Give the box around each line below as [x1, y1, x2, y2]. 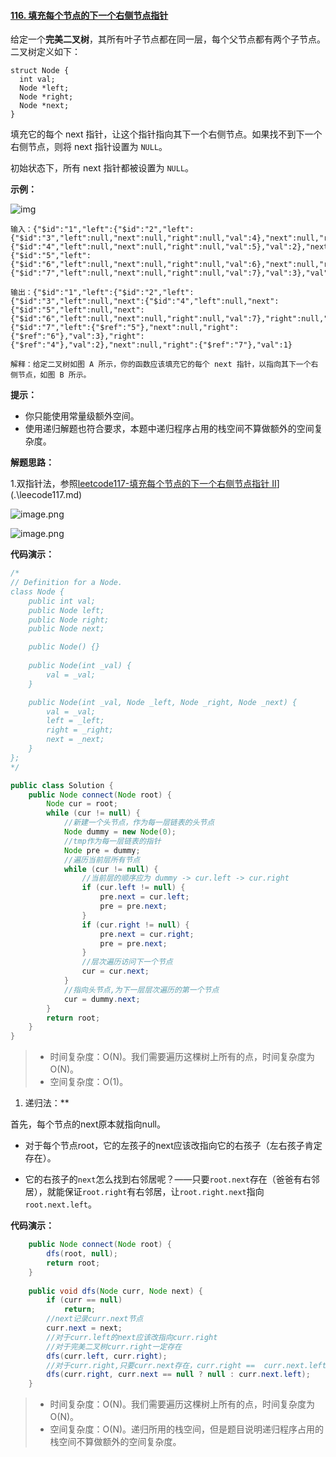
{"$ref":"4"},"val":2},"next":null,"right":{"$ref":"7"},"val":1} [10, 340, 293, 350]
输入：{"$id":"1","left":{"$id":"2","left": [10, 225, 195, 235]
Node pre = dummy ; [63, 845, 141, 855]
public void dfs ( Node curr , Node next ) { [28, 1286, 203, 1296]
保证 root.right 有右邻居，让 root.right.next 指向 [64, 1186, 265, 1198]
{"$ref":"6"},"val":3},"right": [10, 331, 145, 342]
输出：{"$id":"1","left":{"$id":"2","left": [10, 288, 195, 298]
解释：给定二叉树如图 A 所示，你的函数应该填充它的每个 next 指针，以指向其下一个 [10, 360, 312, 370]
